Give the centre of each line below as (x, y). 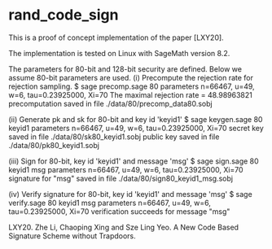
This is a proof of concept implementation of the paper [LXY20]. (116, 37)
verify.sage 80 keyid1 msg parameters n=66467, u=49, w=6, (110, 203)
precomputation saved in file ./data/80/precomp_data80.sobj (111, 103)
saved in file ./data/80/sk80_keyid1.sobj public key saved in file (114, 137)
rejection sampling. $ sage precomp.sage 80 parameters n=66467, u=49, (132, 86)
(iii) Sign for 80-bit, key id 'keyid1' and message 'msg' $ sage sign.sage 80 (134, 161)
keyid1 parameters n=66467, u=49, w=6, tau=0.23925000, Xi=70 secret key (136, 128)
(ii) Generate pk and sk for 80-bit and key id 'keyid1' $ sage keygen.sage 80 (136, 119)
